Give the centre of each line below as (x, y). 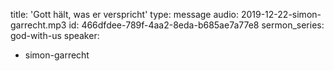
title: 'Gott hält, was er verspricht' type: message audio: (124, 14)
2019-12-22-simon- (281, 14)
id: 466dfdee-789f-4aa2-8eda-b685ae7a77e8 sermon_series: (196, 25)
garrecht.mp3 (38, 25)
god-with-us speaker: (55, 35)
